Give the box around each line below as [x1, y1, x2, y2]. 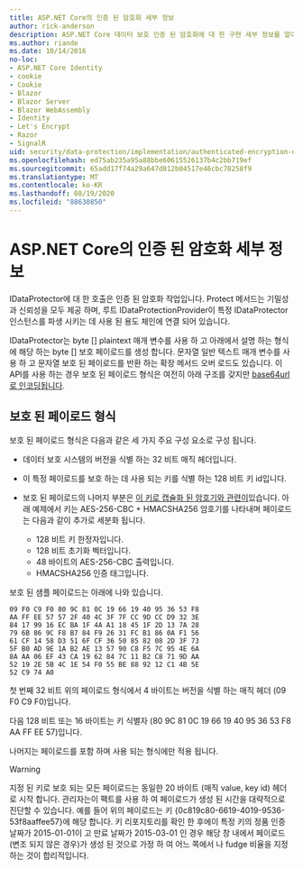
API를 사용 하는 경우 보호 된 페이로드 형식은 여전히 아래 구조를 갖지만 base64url [9, 369, 290, 380]
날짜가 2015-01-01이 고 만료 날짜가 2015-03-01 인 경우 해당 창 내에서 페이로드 [9, 827, 286, 838]
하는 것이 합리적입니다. [9, 849, 89, 861]
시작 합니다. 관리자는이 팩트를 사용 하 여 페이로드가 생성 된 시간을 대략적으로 [18, 793, 286, 804]
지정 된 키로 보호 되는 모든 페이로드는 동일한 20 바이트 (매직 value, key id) [9, 782, 271, 793]
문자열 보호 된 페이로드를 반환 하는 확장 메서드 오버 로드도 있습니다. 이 [37, 357, 283, 368]
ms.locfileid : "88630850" [9, 197, 106, 207]
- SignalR [9, 139, 47, 148]
